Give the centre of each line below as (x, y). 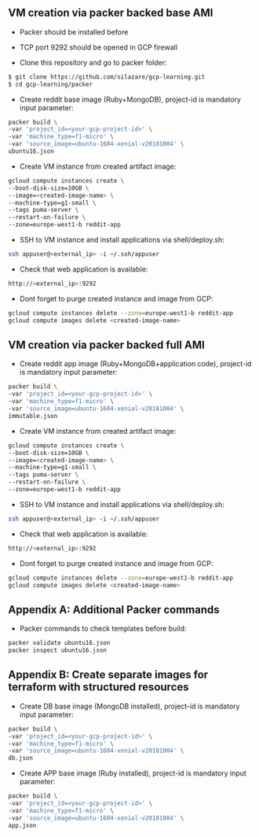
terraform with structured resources (99, 687)
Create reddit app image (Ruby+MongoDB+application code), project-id (135, 364)
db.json (21, 758)
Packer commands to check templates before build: (103, 628)
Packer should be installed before (74, 31)
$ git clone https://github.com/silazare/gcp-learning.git (107, 77)
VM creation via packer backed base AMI (111, 13)
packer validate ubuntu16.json (59, 643)
